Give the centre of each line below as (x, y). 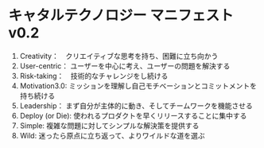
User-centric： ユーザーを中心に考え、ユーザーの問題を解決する (125, 66)
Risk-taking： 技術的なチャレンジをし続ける (94, 76)
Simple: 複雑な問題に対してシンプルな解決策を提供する (109, 125)
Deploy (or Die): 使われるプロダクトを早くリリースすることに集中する (133, 115)
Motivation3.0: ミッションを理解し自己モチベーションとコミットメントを (138, 86)
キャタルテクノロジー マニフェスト (121, 16)
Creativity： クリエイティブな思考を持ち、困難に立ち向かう (119, 56)
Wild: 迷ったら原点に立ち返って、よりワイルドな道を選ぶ (112, 135)
